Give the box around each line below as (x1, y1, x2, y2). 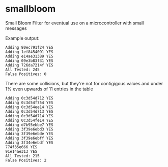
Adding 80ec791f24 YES (5, 45, 53, 50)
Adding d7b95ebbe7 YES (5, 122, 53, 127)
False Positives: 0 (5, 72, 47, 77)
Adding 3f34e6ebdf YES (5, 140, 53, 145)
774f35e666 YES (5, 144, 38, 150)
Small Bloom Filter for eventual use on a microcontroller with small (5, 20, 144, 26)
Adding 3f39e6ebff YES (5, 136, 53, 141)
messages (5, 25, 27, 31)
